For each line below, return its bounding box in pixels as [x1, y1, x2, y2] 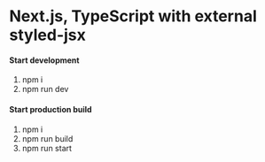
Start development [9, 55, 80, 66]
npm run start [21, 143, 73, 153]
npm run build [21, 133, 74, 143]
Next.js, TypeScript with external [9, 6, 257, 27]
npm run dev [21, 84, 69, 95]
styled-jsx [9, 25, 87, 45]
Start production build [9, 104, 92, 114]
